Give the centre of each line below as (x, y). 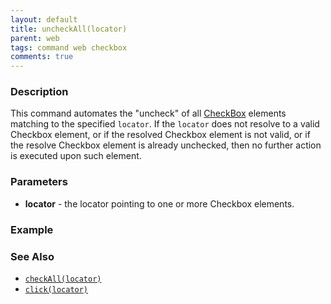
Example (32, 229)
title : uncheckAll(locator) (69, 29)
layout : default (44, 19)
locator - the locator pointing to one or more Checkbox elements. (159, 203)
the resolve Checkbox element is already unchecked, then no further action (166, 145)
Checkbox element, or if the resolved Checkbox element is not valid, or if (160, 135)
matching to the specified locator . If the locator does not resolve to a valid (165, 124)
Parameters (39, 182)
